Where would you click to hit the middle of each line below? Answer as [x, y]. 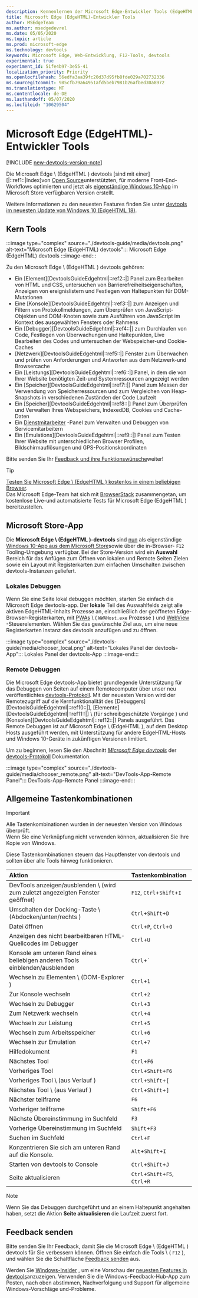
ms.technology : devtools [37, 50]
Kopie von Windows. [31, 843]
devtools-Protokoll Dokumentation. [49, 756]
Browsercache [32, 366]
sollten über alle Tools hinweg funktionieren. [60, 861]
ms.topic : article [29, 39]
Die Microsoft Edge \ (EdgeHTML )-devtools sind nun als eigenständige [94, 540]
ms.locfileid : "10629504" [38, 105]
